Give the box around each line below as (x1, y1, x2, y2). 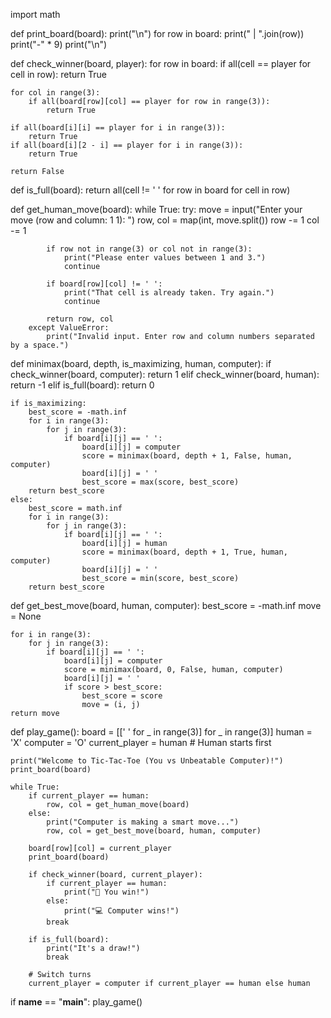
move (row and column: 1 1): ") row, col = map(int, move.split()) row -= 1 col (10, 214, 320, 226)
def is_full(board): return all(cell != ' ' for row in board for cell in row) (10, 184, 291, 196)
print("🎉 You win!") (63, 887, 150, 897)
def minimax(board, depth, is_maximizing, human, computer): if (10, 358, 272, 369)
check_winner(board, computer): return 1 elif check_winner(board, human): (10, 369, 320, 380)
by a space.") (10, 340, 70, 350)
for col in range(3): (10, 88, 101, 98)
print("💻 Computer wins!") (63, 906, 180, 916)
